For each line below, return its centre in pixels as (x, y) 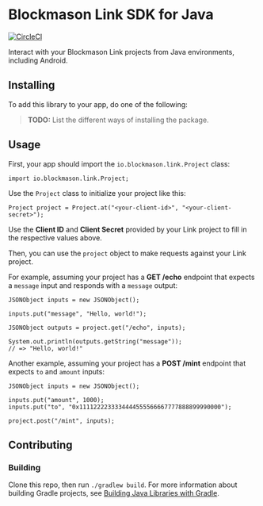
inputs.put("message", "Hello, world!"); (78, 314)
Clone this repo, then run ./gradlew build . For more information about (123, 485)
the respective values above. (55, 238)
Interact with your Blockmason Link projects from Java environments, (122, 52)
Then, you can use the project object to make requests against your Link (128, 253)
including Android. (38, 60)
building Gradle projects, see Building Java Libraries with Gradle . (114, 493)
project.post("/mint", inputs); (61, 421)
